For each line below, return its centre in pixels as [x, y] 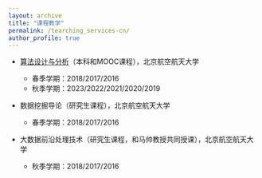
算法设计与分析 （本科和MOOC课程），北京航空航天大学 [109, 61]
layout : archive [35, 16]
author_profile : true [44, 38]
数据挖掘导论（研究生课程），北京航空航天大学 [95, 105]
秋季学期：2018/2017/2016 [75, 166]
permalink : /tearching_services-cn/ [69, 30]
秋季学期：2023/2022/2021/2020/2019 [96, 89]
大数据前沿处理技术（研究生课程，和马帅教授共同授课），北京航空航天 [133, 140]
